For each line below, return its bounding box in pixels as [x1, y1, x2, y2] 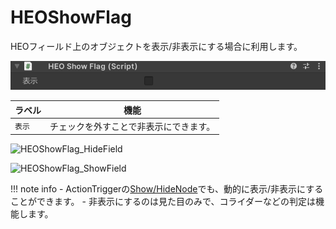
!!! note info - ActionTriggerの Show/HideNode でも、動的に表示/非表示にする [10, 183, 324, 195]
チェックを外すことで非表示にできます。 [49, 120, 216, 132]
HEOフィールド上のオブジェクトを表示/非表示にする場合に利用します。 [10, 40, 303, 52]
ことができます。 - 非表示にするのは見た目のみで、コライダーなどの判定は [10, 196, 316, 208]
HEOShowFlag [10, 6, 132, 29]
